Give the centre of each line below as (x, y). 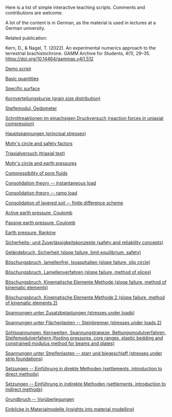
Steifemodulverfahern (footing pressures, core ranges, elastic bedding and (84, 338)
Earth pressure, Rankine (31, 233)
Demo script (18, 69)
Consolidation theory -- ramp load (41, 193)
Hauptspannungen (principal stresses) (46, 133)
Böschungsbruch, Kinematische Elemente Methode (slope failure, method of (86, 282)
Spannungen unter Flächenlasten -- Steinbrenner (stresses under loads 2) (83, 322)
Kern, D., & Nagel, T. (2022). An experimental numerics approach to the (81, 48)
